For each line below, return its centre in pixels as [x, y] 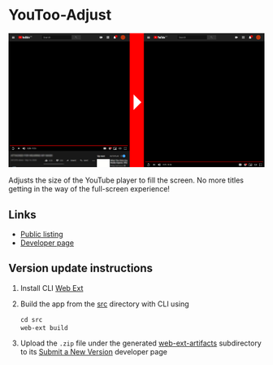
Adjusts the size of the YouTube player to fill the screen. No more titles [126, 180]
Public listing [41, 235]
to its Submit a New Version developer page [94, 351]
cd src [31, 319]
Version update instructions [80, 268]
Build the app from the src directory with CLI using [104, 304]
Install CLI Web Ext [52, 288]
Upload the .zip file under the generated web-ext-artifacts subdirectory [141, 343]
